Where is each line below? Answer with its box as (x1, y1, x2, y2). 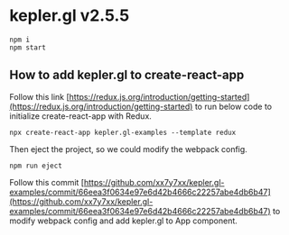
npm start (9, 42, 47, 52)
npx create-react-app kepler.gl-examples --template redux (9, 128, 237, 137)
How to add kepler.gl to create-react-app (9, 68, 245, 83)
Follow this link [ (9, 91, 70, 102)
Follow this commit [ (9, 176, 84, 187)
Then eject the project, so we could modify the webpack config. (9, 143, 248, 154)
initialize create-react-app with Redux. (9, 110, 152, 122)
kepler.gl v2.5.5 (9, 5, 130, 26)
